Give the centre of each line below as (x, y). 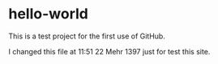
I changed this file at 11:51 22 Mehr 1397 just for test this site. (109, 51)
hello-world (49, 14)
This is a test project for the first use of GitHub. (87, 36)
